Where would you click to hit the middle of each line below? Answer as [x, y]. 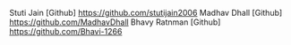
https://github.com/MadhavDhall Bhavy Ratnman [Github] [115, 22]
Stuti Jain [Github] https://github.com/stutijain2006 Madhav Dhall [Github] [146, 13]
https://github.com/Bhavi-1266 [66, 31]
